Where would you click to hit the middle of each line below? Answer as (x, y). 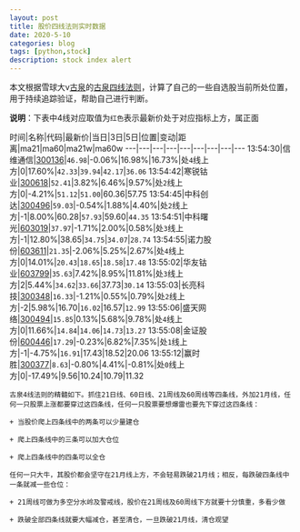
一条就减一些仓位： (40, 485)
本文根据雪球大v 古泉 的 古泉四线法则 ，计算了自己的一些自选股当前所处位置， (151, 87)
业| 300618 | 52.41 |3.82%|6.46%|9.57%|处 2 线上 (96, 182)
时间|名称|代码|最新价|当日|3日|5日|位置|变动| (94, 137)
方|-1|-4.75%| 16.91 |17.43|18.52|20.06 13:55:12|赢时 (105, 353)
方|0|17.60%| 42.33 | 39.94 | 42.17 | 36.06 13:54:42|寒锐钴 (109, 171)
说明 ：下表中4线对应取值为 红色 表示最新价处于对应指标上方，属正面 (134, 118)
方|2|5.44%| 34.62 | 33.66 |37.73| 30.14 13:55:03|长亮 (103, 285)
